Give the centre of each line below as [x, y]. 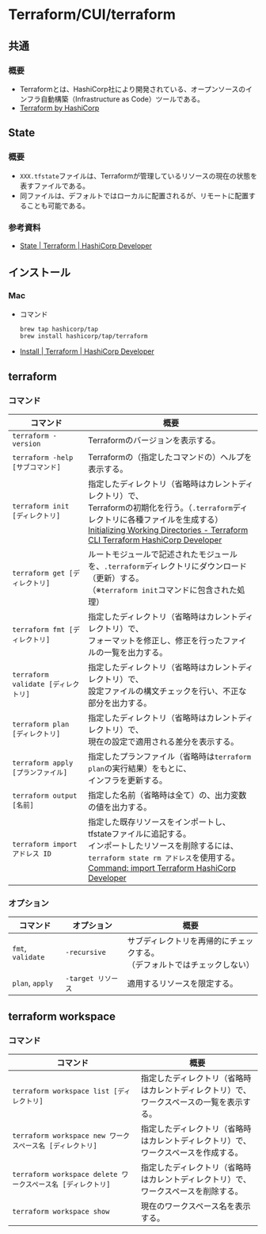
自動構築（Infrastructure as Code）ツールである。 [122, 99]
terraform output [45, 795]
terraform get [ [43, 573]
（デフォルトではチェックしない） [191, 965]
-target [80, 979]
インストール [40, 272]
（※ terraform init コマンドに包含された [163, 590]
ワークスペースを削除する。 [192, 1191]
